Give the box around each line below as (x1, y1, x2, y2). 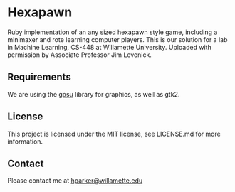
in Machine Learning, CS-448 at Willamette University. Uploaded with (7, 43, 211, 51)
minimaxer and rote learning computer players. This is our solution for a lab (7, 35, 228, 43)
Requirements (7, 71, 71, 83)
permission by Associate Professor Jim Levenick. (7, 50, 152, 59)
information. (7, 137, 43, 146)
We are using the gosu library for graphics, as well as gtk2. (7, 90, 180, 98)
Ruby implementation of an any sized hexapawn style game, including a (7, 28, 218, 36)
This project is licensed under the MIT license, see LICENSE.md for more (7, 129, 221, 138)
